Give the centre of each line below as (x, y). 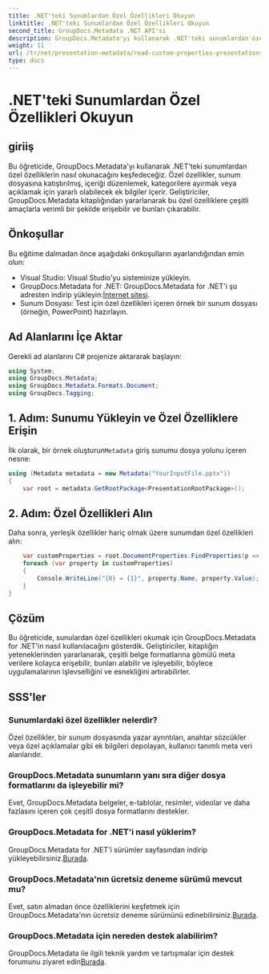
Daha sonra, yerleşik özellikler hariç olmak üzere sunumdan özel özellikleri (131, 533)
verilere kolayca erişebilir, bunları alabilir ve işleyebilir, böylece (111, 663)
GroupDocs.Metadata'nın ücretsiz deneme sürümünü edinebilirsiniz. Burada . (133, 915)
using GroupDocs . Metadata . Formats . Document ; (84, 386)
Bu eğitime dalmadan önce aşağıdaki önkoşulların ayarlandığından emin (126, 253)
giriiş (21, 147)
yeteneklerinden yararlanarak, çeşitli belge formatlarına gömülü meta (122, 654)
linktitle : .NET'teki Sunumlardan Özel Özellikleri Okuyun (109, 23)
